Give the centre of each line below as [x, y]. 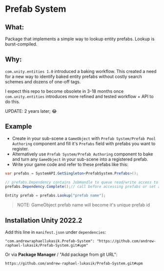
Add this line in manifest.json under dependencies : [56, 232]
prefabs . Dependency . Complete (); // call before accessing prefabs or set [81, 187]
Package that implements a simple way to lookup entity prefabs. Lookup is [80, 39]
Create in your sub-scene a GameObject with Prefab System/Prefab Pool [84, 138]
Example [19, 127]
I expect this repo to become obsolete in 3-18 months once [64, 91]
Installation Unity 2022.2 [44, 220]
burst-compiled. [21, 44]
